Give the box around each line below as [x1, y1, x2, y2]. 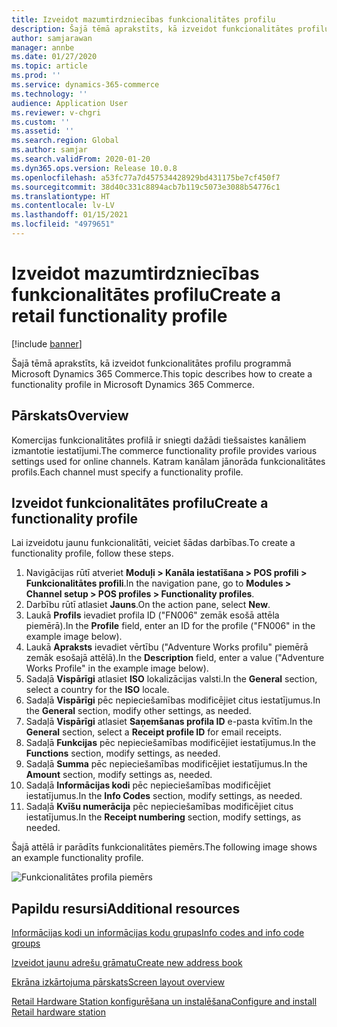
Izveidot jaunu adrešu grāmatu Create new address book [11, 957, 243, 969]
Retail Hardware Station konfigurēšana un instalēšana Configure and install [11, 996, 318, 1008]
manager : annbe [11, 42, 75, 53]
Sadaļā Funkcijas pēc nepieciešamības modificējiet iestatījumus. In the [25, 737, 316, 749]
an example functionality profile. [11, 852, 144, 864]
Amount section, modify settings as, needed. [25, 769, 213, 781]
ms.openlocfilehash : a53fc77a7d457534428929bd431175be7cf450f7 [11, 172, 281, 183]
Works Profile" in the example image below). [25, 662, 209, 675]
